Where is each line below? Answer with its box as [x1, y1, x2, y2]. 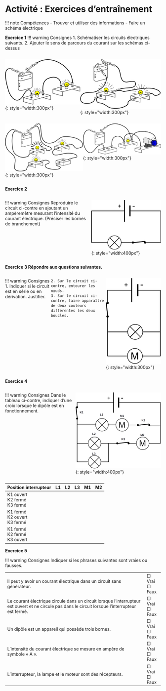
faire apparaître [68, 298, 104, 303]
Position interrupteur [7, 484, 51, 490]
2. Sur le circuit [50, 278, 89, 284]
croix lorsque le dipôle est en [5, 403, 64, 408]
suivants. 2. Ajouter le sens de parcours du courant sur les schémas [5, 40, 144, 45]
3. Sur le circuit [50, 293, 89, 298]
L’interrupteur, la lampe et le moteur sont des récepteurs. [7, 671, 123, 677]
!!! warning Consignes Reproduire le [5, 200, 78, 206]
